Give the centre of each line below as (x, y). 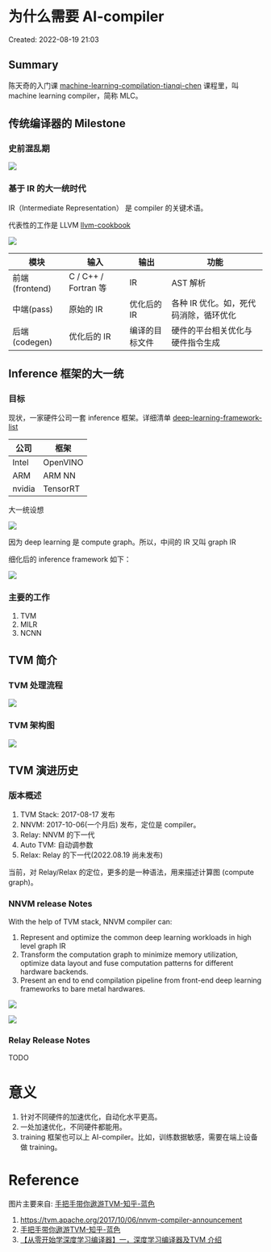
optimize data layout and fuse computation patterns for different (127, 962)
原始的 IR (86, 309)
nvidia (24, 489)
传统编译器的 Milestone (67, 123)
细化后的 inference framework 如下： (70, 560)
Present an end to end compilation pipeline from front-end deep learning (141, 980)
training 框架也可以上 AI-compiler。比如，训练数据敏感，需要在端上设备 (139, 1136)
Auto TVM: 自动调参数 (56, 845)
